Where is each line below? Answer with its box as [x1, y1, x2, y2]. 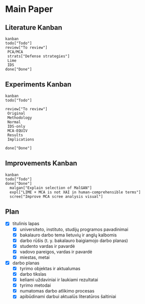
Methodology [7, 115, 32, 120]
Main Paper [5, 3, 53, 15]
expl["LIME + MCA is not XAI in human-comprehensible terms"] [9, 190, 141, 195]
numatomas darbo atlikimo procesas [19, 288, 95, 294]
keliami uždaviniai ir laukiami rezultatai [19, 277, 98, 283]
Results [7, 133, 23, 138]
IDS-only [7, 124, 26, 129]
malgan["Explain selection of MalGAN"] [9, 185, 92, 190]
